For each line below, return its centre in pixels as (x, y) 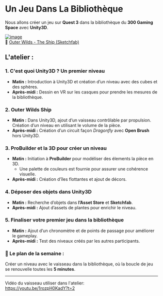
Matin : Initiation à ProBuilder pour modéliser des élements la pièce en (83, 159)
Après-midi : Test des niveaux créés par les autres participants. (76, 241)
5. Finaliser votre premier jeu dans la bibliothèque (65, 220)
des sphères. (25, 87)
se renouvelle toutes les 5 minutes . (40, 269)
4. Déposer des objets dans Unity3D (49, 192)
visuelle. (28, 174)
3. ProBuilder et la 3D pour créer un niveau (56, 148)
